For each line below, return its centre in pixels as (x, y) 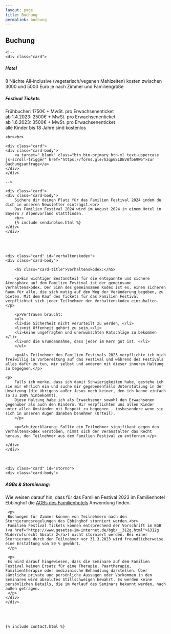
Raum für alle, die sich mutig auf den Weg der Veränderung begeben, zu (84, 292)
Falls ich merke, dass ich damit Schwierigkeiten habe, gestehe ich (89, 382)
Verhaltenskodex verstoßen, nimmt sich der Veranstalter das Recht (79, 432)
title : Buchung (22, 15)
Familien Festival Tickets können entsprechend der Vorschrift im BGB (84, 526)
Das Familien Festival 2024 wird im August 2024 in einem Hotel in (88, 209)
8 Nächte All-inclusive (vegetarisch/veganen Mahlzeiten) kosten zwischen (84, 81)
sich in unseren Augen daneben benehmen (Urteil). (60, 414)
